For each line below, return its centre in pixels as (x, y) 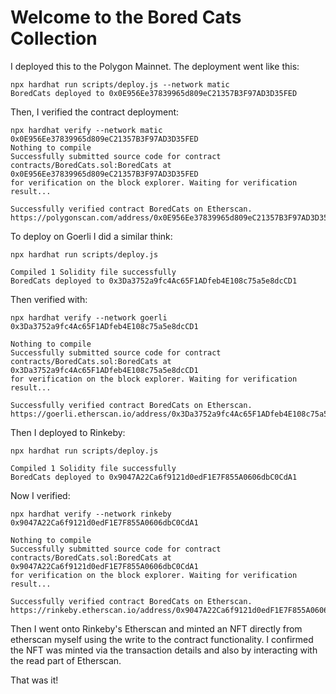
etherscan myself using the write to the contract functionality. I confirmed (162, 639)
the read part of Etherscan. (66, 660)
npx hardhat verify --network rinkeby (91, 514)
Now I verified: (40, 495)
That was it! (34, 680)
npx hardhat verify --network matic (86, 130)
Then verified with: (49, 299)
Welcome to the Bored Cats (126, 17)
